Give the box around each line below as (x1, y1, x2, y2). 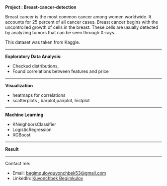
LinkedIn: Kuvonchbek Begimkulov (12, 176, 83, 181)
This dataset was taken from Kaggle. (5, 39, 81, 45)
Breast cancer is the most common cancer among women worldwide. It (5, 14, 152, 19)
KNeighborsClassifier (12, 122, 56, 127)
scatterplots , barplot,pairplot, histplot (12, 98, 90, 103)
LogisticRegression (12, 126, 52, 132)
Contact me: (5, 161, 31, 166)
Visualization (5, 83, 33, 88)
